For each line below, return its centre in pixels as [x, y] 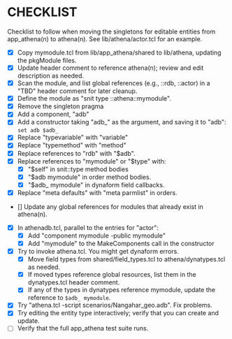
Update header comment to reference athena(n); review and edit [110, 68]
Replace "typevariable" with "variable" [72, 138]
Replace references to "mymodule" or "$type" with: [92, 161]
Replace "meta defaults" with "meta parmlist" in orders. [97, 192]
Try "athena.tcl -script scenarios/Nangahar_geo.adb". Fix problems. [115, 305]
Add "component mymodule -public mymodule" [97, 236]
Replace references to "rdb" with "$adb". [76, 153]
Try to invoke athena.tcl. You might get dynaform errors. [98, 252]
